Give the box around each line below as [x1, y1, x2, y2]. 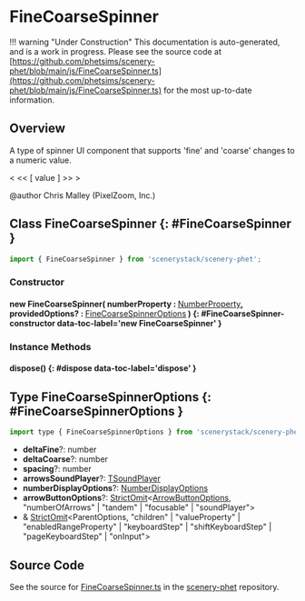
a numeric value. [9, 155, 73, 165]
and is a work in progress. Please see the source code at [9, 45, 222, 56]
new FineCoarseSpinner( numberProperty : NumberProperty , [9, 298, 243, 309]
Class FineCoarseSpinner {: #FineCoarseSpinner [9, 216, 292, 232]
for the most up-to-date [162, 85, 252, 95]
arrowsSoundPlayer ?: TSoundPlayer [22, 473, 161, 484]
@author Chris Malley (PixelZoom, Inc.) [9, 189, 156, 201]
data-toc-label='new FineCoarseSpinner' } [56, 317, 222, 328]
